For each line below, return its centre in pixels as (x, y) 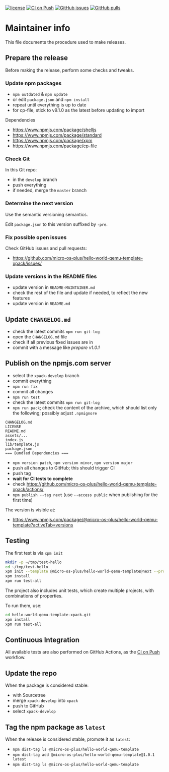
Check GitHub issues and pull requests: (46, 248)
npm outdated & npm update (40, 94)
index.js (14, 440)
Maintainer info (38, 28)
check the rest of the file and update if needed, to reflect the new (80, 293)
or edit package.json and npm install (51, 100)
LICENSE (13, 427)
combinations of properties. (34, 596)
